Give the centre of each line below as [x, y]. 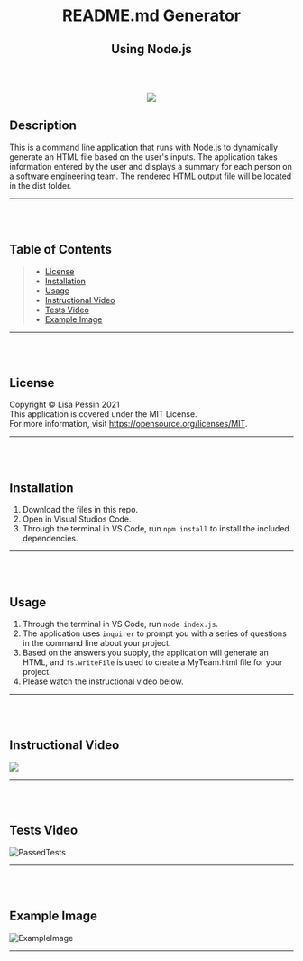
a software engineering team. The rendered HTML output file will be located [151, 176]
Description [43, 126]
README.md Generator [151, 16]
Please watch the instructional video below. [103, 681]
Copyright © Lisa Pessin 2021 [64, 405]
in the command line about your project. [96, 643]
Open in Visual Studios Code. [77, 519]
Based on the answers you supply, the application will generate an [145, 653]
